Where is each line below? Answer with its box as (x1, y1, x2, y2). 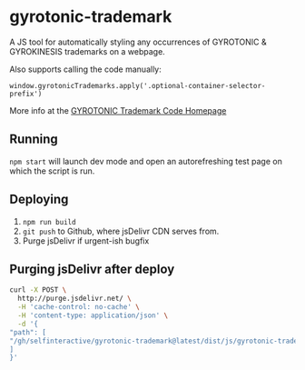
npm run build (22, 217, 76, 226)
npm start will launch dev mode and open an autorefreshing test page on (9, 155, 283, 166)
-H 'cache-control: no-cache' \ (17, 303, 141, 312)
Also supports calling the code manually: (9, 64, 162, 75)
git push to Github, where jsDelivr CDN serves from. (22, 225, 220, 236)
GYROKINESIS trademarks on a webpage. (9, 45, 165, 56)
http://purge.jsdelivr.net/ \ (17, 294, 132, 304)
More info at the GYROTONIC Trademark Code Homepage (9, 105, 227, 115)
